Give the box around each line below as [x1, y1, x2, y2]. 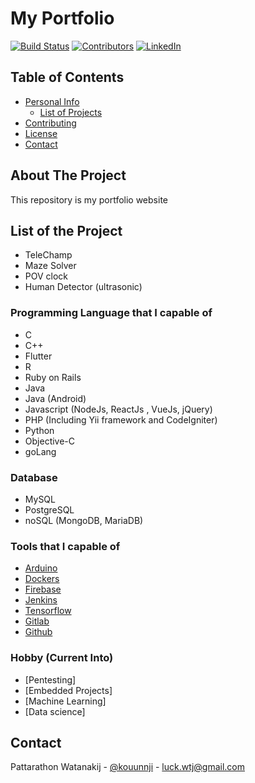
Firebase [24, 583, 62, 596]
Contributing [24, 117, 77, 129]
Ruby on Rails [24, 371, 82, 383]
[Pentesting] [24, 673, 77, 686]
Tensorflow [24, 605, 72, 617]
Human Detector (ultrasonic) [24, 281, 143, 293]
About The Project [10, 167, 127, 184]
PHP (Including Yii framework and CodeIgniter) [24, 413, 218, 426]
